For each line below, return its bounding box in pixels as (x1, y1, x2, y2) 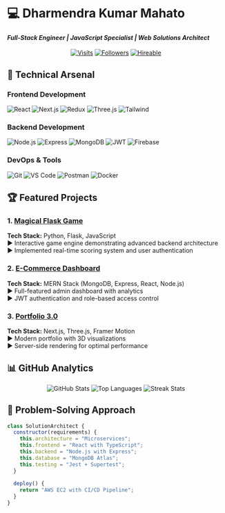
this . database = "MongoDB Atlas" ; (19, 454, 119, 461)
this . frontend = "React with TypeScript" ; (19, 442, 144, 449)
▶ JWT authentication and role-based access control (7, 294, 159, 302)
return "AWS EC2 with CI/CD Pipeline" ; (19, 487, 135, 494)
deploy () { (13, 481, 45, 487)
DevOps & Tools (7, 155, 62, 165)
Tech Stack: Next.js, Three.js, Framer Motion (7, 327, 135, 335)
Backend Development (7, 122, 85, 132)
